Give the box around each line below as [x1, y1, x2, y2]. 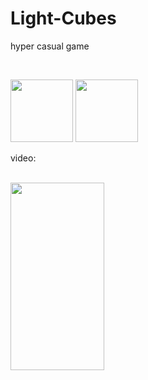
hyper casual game [10, 40, 90, 52]
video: [10, 152, 37, 164]
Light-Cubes [10, 7, 117, 30]
